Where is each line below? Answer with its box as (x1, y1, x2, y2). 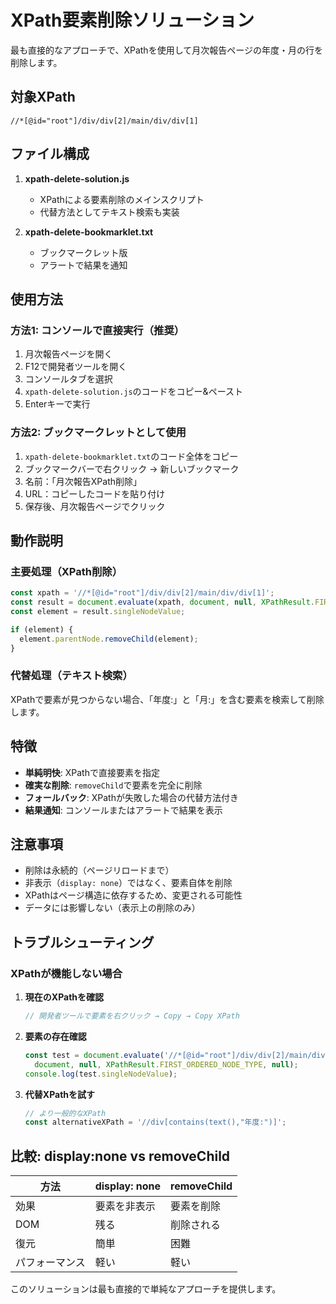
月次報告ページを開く (24, 348, 113, 360)
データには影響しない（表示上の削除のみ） (24, 902, 201, 914)
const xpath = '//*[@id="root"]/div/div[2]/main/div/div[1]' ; (10, 588, 275, 598)
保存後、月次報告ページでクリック (24, 500, 166, 512)
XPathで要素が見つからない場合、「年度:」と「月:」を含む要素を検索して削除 (10, 693, 325, 705)
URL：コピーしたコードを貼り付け (24, 487, 166, 500)
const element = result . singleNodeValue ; (10, 606, 186, 616)
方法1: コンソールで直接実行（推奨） (10, 323, 185, 337)
